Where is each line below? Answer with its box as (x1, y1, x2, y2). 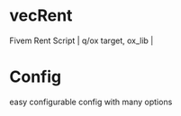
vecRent (9, 5, 73, 26)
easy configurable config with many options (9, 96, 173, 107)
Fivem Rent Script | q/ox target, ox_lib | (9, 35, 154, 46)
